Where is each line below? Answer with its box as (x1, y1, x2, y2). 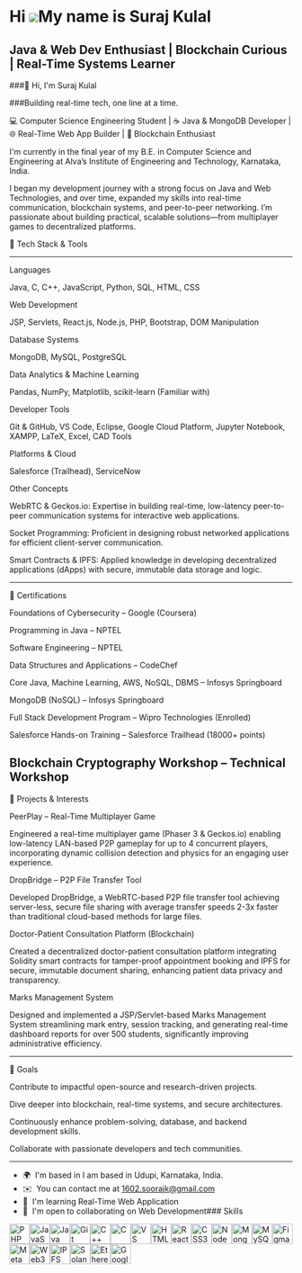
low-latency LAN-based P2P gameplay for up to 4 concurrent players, (9, 838, 269, 848)
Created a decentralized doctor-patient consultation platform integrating (9, 946, 277, 956)
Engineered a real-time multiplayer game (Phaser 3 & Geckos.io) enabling (9, 828, 281, 838)
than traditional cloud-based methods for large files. (9, 910, 202, 921)
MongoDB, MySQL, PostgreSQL (9, 352, 128, 362)
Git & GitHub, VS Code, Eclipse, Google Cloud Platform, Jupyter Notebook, (9, 421, 286, 432)
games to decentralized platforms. (9, 221, 137, 231)
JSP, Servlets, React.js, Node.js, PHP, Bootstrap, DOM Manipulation (9, 317, 260, 327)
